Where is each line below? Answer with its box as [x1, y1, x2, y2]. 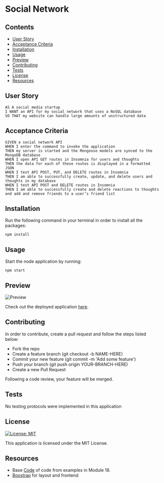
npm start [5, 268, 26, 273]
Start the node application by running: [5, 258, 82, 264]
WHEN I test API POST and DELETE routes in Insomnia [5, 182, 115, 187]
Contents [5, 23, 34, 31]
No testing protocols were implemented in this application [5, 403, 122, 409]
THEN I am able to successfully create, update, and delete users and [5, 174, 153, 179]
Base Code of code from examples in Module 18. [12, 467, 111, 473]
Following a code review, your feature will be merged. [5, 376, 113, 382]
